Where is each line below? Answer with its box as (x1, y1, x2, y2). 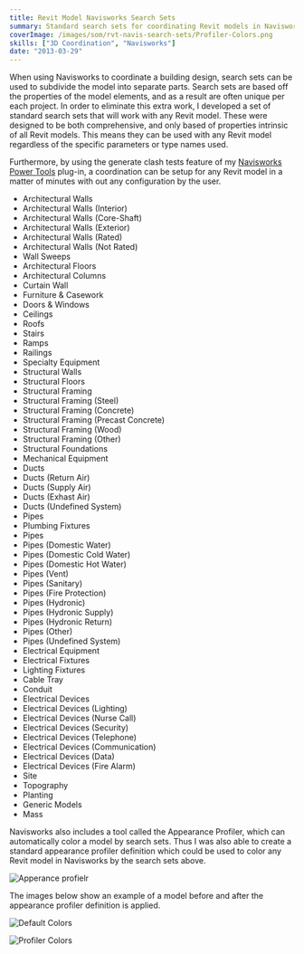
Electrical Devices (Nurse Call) (22, 712, 137, 724)
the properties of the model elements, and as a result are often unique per (9, 91, 285, 102)
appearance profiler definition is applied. (9, 900, 161, 911)
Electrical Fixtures (22, 655, 90, 666)
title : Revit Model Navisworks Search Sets (9, 13, 176, 23)
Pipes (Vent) (22, 568, 70, 579)
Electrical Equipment (22, 645, 100, 656)
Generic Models (22, 799, 83, 810)
